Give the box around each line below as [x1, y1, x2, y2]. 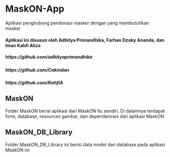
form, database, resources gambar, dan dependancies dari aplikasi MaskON [5, 113, 164, 119]
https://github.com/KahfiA [5, 79, 63, 85]
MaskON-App [5, 3, 64, 15]
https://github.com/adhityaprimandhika [5, 54, 93, 60]
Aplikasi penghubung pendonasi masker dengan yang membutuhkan [5, 20, 149, 26]
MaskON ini [5, 147, 29, 153]
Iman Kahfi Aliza [5, 42, 41, 48]
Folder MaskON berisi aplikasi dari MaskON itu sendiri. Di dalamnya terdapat [5, 108, 165, 114]
